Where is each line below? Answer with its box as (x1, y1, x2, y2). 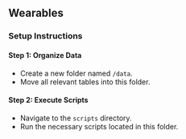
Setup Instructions (8, 31, 83, 42)
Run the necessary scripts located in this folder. (19, 121, 179, 131)
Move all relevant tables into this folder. (19, 76, 151, 87)
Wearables (8, 6, 64, 20)
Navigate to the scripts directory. (19, 112, 132, 123)
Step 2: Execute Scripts (8, 96, 89, 105)
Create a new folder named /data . (19, 68, 133, 78)
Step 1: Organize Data (8, 50, 82, 59)
